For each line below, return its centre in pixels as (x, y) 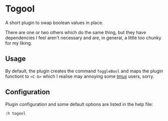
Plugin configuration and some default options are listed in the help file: (79, 104)
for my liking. (19, 43)
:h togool (16, 113)
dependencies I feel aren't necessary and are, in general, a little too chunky (83, 38)
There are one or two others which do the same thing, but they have (76, 32)
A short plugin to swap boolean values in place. (54, 23)
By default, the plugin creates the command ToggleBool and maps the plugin (84, 71)
